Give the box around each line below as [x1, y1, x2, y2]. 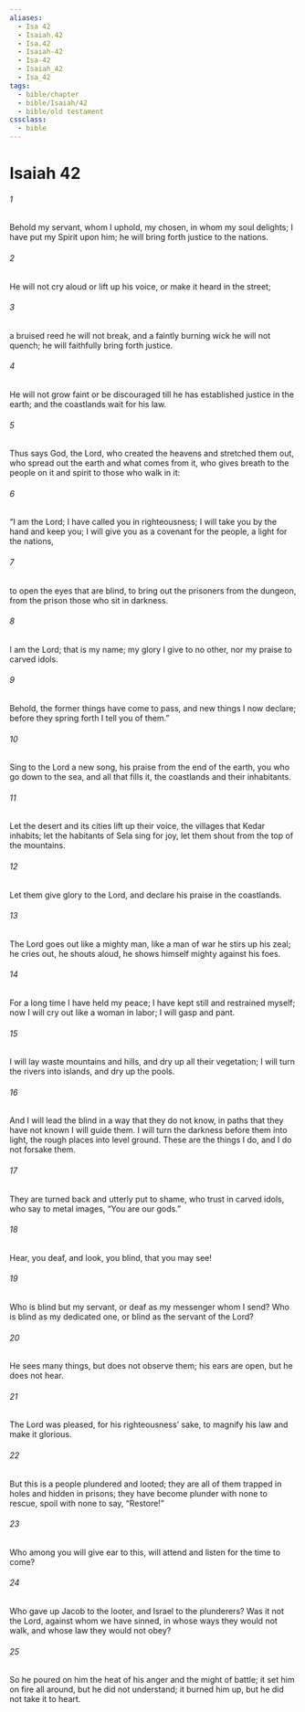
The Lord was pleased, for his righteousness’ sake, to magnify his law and [9, 1419, 289, 1430]
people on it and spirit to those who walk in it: [9, 467, 181, 478]
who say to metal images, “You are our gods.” [9, 1203, 182, 1214]
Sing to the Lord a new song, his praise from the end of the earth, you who [9, 761, 290, 772]
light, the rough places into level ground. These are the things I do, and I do [9, 1134, 292, 1146]
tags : [9, 81, 30, 90]
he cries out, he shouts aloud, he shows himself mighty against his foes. [9, 948, 281, 959]
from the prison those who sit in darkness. [9, 594, 169, 605]
